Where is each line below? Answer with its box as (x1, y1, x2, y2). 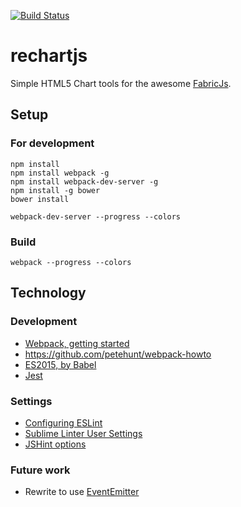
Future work (10, 463, 71, 477)
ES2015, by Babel (24, 358, 97, 370)
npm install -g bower (10, 185, 101, 195)
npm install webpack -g (10, 168, 110, 178)
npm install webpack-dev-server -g (10, 176, 159, 187)
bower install (10, 194, 70, 204)
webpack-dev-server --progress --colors (10, 211, 182, 222)
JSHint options (24, 438, 87, 450)
